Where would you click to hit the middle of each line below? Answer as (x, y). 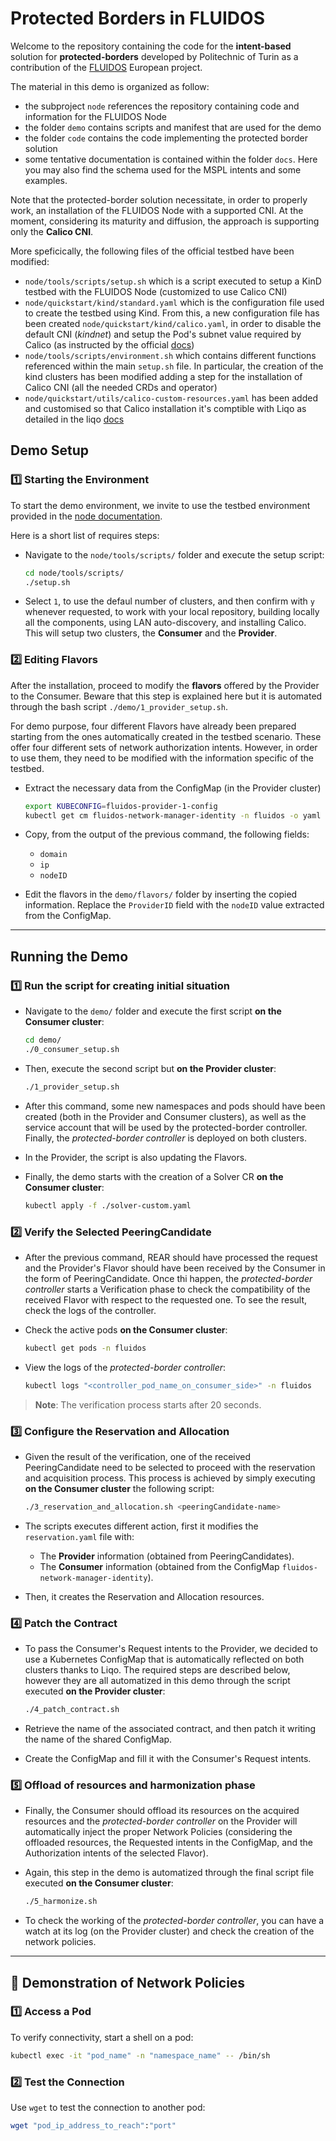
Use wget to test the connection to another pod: (108, 2108)
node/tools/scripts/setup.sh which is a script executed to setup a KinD (173, 281)
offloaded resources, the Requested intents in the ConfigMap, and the (168, 1843)
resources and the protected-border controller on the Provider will (161, 1821)
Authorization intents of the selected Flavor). (116, 1853)
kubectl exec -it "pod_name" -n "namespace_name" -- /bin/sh (140, 2055)
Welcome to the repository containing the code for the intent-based (151, 46)
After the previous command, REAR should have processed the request (171, 1257)
